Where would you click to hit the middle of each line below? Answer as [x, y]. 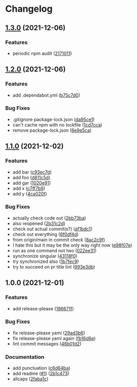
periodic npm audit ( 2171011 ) [42, 53]
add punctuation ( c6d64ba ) [41, 368]
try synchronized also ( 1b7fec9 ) [46, 261]
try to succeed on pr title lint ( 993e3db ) [54, 267]
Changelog [29, 9]
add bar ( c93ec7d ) [32, 172]
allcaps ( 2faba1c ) [30, 379]
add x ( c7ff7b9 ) [29, 188]
